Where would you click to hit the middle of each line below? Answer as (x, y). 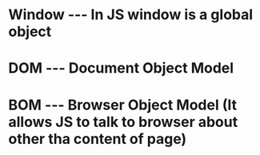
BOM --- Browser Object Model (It (123, 105)
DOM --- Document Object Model (121, 68)
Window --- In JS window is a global (131, 15)
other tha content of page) (98, 139)
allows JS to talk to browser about (123, 122)
